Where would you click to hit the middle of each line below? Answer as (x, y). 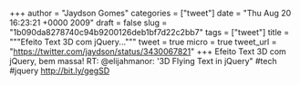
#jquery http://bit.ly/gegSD (60, 71)
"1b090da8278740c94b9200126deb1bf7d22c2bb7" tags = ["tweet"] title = (150, 32)
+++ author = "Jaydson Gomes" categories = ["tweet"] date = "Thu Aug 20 (150, 13)
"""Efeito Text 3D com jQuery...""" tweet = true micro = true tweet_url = (143, 42)
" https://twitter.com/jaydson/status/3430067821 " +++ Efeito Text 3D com (148, 52)
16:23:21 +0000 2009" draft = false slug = (88, 23)
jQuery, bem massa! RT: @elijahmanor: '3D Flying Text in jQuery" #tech (143, 61)
